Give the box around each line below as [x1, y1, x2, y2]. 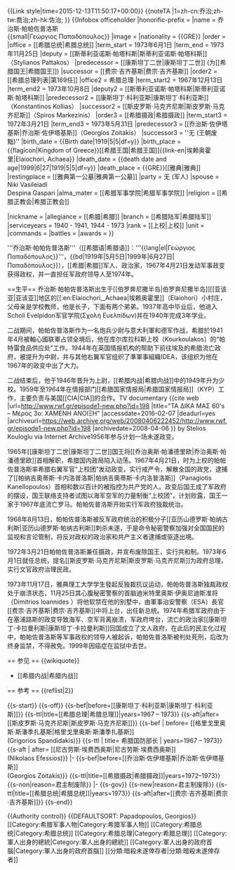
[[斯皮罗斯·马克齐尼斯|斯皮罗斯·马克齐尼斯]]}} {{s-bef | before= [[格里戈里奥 [7, 719, 226, 727]
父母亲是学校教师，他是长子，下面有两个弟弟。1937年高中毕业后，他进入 [7, 302, 217, 311]
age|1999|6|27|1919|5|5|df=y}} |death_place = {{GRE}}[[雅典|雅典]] [7, 164, 201, 171]
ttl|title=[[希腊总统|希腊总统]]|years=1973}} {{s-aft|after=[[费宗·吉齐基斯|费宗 [7, 789, 228, 797]
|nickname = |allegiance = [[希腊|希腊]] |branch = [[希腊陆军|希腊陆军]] [7, 212, 212, 221]
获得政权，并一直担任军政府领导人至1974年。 [7, 270, 138, 278]
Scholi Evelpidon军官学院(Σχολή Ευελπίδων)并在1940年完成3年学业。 [7, 311, 210, 319]
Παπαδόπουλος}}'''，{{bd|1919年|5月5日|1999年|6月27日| [7, 252, 175, 261]
